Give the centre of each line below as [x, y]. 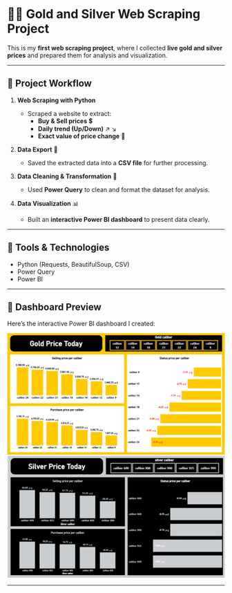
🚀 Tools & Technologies [58, 248]
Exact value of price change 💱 [81, 136]
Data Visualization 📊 [48, 203]
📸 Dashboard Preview [54, 307]
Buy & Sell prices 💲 [65, 121]
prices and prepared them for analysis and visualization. [87, 55]
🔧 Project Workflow [49, 83]
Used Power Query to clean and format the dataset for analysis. [119, 189]
